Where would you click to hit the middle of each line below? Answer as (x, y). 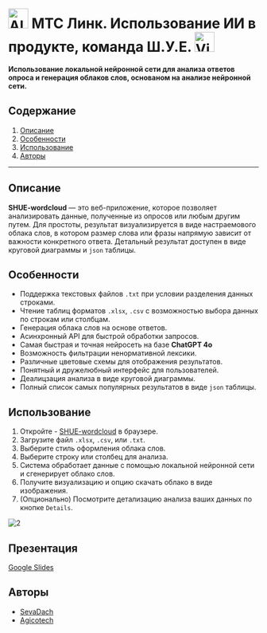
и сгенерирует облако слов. (67, 474)
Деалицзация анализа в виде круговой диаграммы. (108, 379)
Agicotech (37, 620)
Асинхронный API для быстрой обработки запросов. (109, 336)
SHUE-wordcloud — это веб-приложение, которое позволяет (112, 207)
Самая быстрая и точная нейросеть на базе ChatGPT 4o (116, 345)
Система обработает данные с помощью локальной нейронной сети (137, 466)
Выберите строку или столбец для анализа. (94, 457)
